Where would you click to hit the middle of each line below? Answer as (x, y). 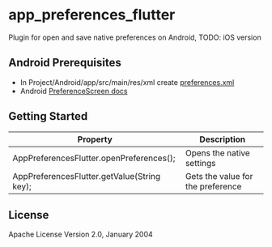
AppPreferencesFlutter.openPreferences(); (94, 158)
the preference (213, 186)
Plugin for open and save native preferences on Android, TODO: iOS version (135, 37)
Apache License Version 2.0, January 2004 (81, 234)
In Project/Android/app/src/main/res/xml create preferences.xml (127, 82)
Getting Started (48, 116)
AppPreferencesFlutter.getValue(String (87, 176)
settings (200, 163)
